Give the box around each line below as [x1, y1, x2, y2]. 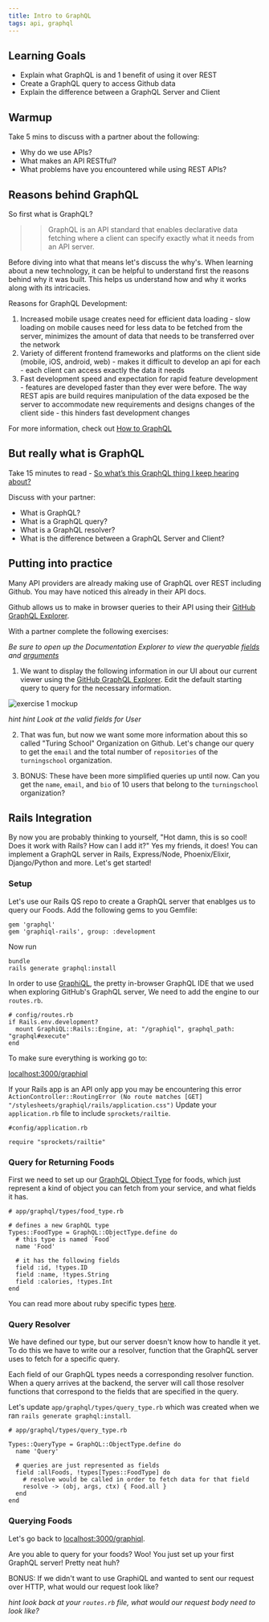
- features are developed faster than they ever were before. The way [19, 382, 247, 392]
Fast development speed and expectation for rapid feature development [19, 374, 259, 383]
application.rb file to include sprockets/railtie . [8, 1108, 171, 1117]
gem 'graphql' [8, 921, 56, 929]
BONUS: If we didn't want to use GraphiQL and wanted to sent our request [8, 1573, 255, 1583]
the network [19, 339, 60, 349]
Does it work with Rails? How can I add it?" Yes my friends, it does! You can [8, 841, 259, 851]
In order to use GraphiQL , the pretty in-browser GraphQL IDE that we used [8, 978, 255, 988]
